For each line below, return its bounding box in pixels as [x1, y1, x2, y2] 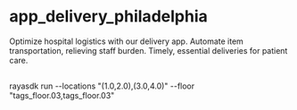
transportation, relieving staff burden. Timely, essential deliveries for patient [9, 45, 288, 55]
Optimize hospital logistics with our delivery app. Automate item [9, 36, 243, 47]
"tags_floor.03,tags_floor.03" [9, 90, 115, 101]
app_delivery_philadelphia [9, 6, 208, 27]
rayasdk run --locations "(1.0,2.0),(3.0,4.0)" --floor [9, 80, 195, 91]
